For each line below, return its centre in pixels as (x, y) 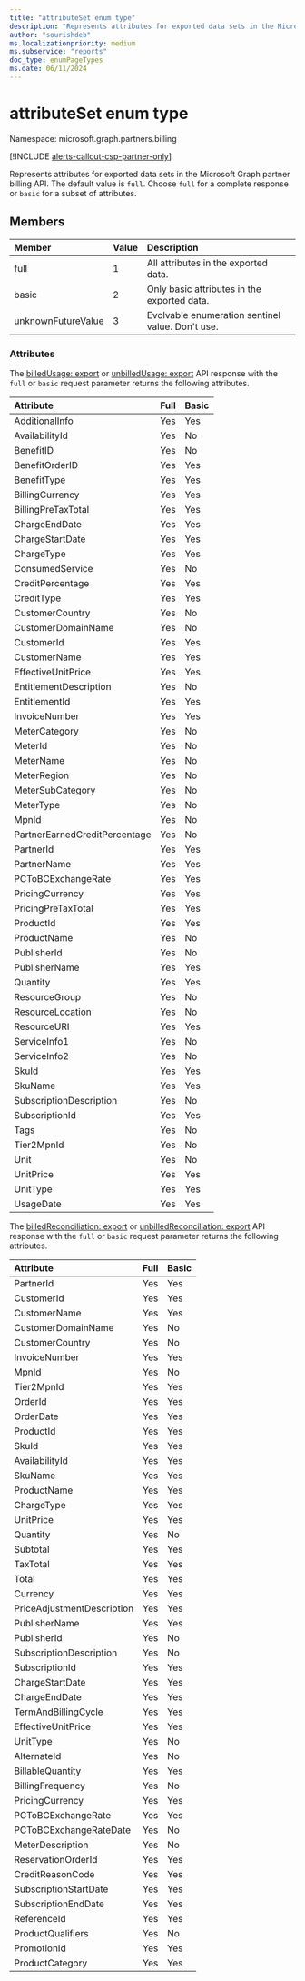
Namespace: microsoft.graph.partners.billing (93, 138)
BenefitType (40, 480)
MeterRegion (42, 775)
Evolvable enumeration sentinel (214, 315)
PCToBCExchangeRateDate (73, 1830)
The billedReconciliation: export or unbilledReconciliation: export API (138, 1226)
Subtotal (32, 1549)
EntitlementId (42, 701)
